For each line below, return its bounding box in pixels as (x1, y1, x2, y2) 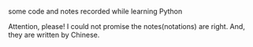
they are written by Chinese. (8, 31, 100, 39)
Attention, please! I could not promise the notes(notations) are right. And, (8, 22, 246, 31)
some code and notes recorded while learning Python (8, 7, 183, 16)
